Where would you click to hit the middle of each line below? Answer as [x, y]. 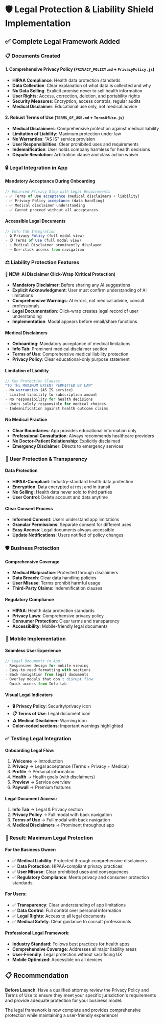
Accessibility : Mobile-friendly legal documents [60, 626]
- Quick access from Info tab [36, 684]
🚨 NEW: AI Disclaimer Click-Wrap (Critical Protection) [60, 274]
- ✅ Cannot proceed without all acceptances [52, 210]
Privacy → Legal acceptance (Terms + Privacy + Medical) [70, 766]
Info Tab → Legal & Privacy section [47, 810]
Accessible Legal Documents [35, 221]
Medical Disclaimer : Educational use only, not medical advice [74, 106]
